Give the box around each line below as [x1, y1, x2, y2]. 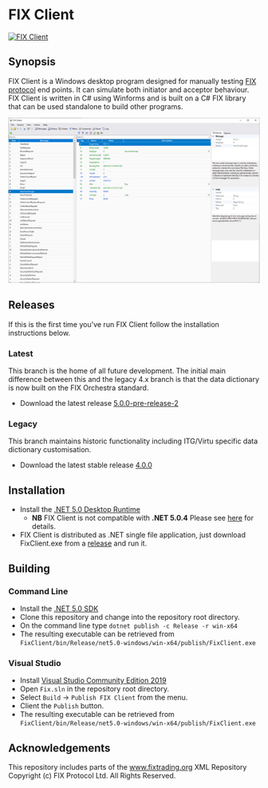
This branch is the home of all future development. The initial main [8, 366, 226, 376]
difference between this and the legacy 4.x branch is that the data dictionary [8, 375, 260, 384]
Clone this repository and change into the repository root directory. [19, 612, 241, 621]
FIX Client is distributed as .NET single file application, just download [19, 530, 246, 540]
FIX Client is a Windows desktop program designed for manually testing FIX [8, 76, 257, 85]
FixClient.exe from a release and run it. [19, 538, 148, 548]
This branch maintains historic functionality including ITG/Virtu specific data [8, 436, 258, 446]
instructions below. [8, 328, 70, 337]
